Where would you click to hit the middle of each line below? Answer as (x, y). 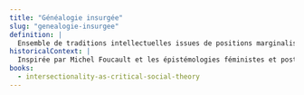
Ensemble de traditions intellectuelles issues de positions (135, 43)
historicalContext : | (50, 52)
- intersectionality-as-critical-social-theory (109, 77)
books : (22, 69)
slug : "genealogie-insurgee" (64, 26)
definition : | (36, 34)
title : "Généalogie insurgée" (66, 18)
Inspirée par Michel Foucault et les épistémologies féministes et (147, 60)
